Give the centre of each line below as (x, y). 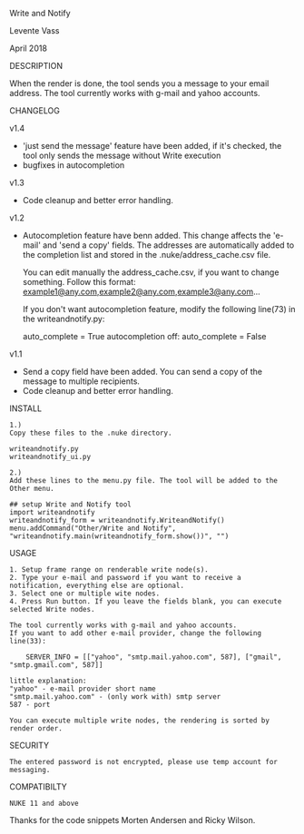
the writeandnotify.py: (64, 319)
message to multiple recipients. (81, 381)
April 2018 (29, 48)
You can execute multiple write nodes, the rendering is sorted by (140, 721)
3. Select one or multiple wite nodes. (85, 594)
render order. (36, 729)
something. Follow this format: (79, 282)
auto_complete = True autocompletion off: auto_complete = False (144, 336)
